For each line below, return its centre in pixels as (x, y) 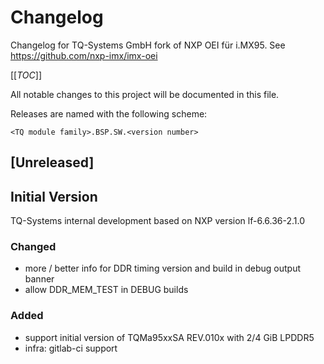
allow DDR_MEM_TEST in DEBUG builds (106, 290)
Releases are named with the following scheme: (109, 113)
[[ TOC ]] (26, 75)
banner (39, 279)
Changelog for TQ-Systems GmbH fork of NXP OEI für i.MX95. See (148, 45)
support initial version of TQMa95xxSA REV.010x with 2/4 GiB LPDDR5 (169, 337)
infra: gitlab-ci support (71, 348)
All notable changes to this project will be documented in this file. (145, 94)
